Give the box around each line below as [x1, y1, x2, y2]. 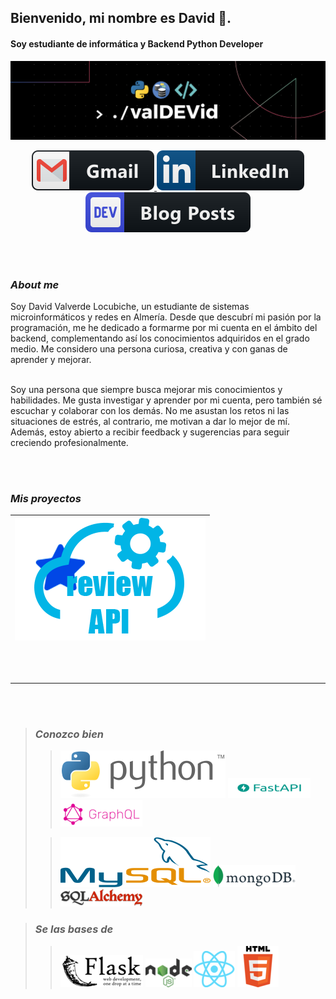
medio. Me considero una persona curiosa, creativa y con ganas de [10, 342, 288, 355]
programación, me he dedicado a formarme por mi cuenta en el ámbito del [10, 321, 318, 333]
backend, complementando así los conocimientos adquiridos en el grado [10, 332, 310, 344]
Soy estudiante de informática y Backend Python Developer [10, 37, 264, 50]
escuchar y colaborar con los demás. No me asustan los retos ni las [10, 404, 290, 416]
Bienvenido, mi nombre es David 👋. [10, 10, 232, 27]
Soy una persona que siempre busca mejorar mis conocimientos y [10, 383, 283, 395]
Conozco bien [34, 727, 105, 741]
